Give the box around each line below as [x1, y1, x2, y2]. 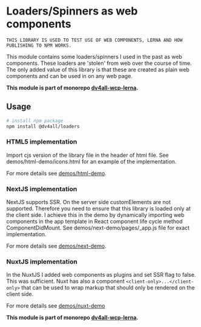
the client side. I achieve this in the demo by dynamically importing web [6, 211, 185, 219]
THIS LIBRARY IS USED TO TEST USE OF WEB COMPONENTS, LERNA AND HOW [6, 37, 183, 43]
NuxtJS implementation [6, 257, 77, 266]
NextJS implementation [6, 185, 77, 193]
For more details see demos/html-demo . [6, 170, 107, 177]
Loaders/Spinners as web [6, 4, 138, 18]
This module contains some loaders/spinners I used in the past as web [6, 53, 183, 60]
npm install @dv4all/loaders [6, 123, 80, 130]
